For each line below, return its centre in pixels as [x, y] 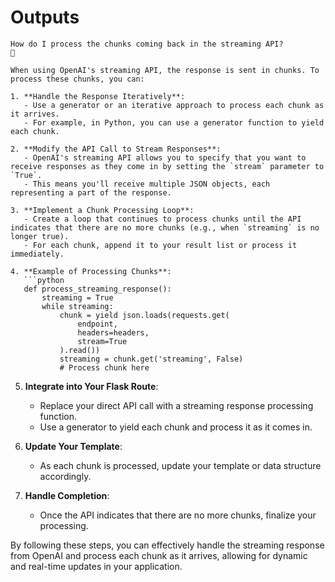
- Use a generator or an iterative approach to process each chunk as [174, 105]
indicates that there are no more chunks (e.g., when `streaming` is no [165, 227]
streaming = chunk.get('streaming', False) [151, 359]
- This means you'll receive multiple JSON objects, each [147, 184]
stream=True [102, 341]
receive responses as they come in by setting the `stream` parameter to [167, 166]
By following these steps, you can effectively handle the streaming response [167, 545]
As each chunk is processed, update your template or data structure [180, 465]
